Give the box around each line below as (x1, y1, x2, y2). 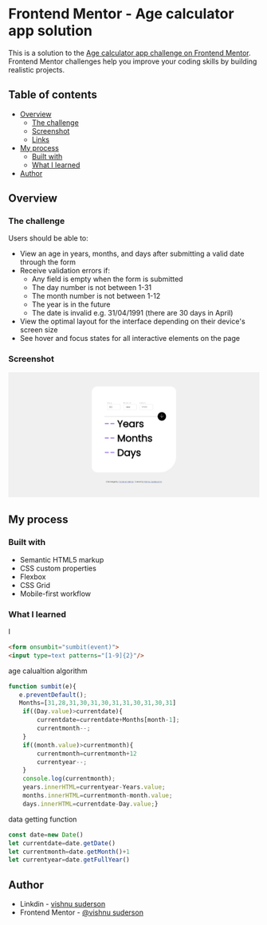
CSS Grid (19, 580, 50, 590)
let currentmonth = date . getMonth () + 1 (8, 848, 130, 856)
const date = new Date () (8, 830, 84, 839)
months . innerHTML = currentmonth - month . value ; (22, 792, 173, 800)
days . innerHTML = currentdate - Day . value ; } (22, 800, 159, 808)
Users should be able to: (8, 233, 89, 243)
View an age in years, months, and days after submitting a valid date (19, 249, 245, 259)
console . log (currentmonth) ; (22, 774, 116, 783)
